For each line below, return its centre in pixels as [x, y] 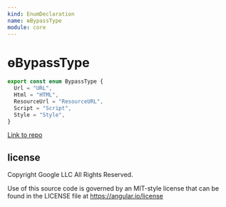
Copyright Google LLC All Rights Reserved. [70, 175]
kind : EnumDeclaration [41, 14]
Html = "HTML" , [36, 95]
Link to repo [25, 135]
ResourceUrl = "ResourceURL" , [58, 101]
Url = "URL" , [33, 89]
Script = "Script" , [43, 108]
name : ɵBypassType [35, 21]
